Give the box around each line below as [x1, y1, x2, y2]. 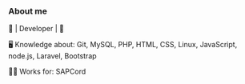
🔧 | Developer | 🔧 [8, 24, 64, 34]
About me [8, 6, 48, 17]
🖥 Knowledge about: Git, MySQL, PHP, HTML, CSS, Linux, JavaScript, [8, 40, 238, 50]
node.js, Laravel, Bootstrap [8, 51, 98, 61]
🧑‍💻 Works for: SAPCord [8, 66, 86, 77]
